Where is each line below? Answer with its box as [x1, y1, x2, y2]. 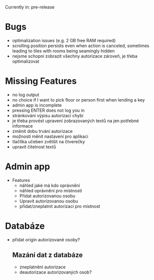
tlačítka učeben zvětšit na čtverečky [12, 138, 86, 144]
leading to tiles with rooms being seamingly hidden [12, 48, 115, 53]
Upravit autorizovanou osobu [19, 198, 78, 204]
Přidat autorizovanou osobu [19, 193, 76, 199]
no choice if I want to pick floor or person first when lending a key [12, 97, 145, 102]
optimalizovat [12, 58, 40, 64]
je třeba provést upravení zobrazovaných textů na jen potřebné [12, 118, 139, 124]
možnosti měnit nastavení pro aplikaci [12, 133, 88, 139]
